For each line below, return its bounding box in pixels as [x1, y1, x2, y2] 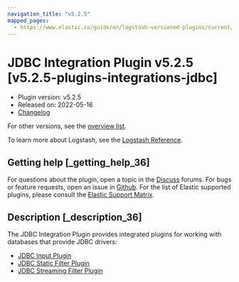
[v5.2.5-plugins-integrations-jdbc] [7, 69, 218, 85]
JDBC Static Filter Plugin [17, 258, 90, 267]
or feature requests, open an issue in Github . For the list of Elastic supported [7, 183, 231, 192]
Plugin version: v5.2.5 [17, 93, 82, 102]
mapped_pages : [7, 17, 50, 24]
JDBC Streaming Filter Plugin [17, 266, 103, 275]
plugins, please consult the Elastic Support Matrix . [7, 190, 155, 199]
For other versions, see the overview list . [7, 122, 127, 130]
